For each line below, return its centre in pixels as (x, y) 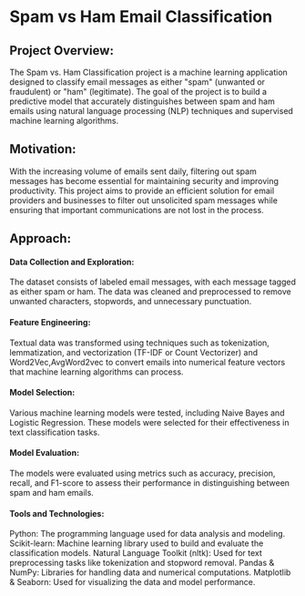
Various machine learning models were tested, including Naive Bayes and (147, 413)
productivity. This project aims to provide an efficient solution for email (142, 190)
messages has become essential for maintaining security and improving (144, 180)
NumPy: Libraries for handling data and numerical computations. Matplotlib (150, 572)
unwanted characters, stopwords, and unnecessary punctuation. (131, 302)
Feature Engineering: (50, 322)
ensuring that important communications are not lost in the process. (137, 210)
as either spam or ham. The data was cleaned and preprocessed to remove (150, 292)
